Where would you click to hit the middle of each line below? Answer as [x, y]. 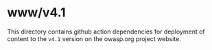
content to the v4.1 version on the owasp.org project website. [94, 38]
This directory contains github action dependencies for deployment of [106, 32]
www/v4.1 [36, 13]
